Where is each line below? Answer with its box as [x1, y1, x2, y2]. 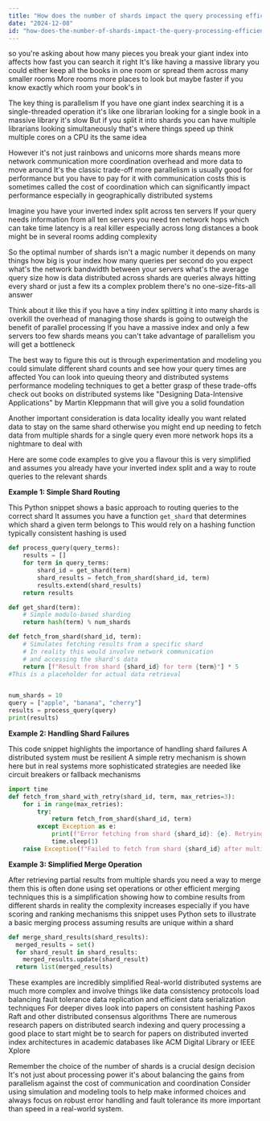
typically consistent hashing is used [8, 528, 127, 538]
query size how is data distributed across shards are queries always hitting [8, 273, 256, 283]
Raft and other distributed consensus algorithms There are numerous [8, 1012, 237, 1021]
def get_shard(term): [8, 603, 81, 611]
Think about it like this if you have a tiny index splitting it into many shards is [8, 306, 260, 316]
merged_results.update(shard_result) [22, 956, 149, 964]
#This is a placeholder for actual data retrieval [8, 670, 182, 679]
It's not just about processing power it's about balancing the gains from [8, 1070, 245, 1080]
